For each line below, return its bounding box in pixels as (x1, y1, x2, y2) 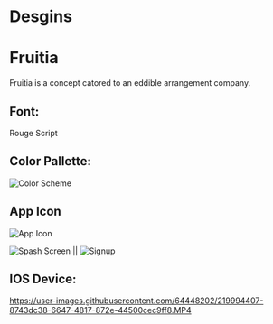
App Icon (9, 204, 61, 219)
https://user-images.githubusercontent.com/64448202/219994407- (9, 295, 264, 306)
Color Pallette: (9, 153, 92, 169)
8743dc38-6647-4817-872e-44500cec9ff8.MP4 (9, 305, 192, 316)
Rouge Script (9, 127, 59, 138)
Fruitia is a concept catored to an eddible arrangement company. (9, 78, 251, 88)
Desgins (9, 6, 72, 27)
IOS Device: (9, 271, 77, 286)
